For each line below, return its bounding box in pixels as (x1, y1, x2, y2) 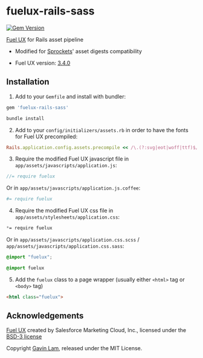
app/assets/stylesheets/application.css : (14, 213, 120, 221)
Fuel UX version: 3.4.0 (14, 59, 71, 66)
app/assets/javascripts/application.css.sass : (6, 243, 124, 249)
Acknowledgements (6, 311, 84, 321)
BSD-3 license (6, 333, 42, 340)
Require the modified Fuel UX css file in (14, 207, 114, 214)
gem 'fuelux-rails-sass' (6, 104, 69, 110)
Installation (6, 77, 50, 87)
